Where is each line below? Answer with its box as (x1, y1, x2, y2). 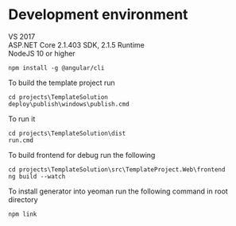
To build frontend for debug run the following (8, 150, 156, 159)
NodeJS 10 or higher (8, 48, 75, 58)
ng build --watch (8, 172, 66, 180)
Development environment (8, 6, 188, 24)
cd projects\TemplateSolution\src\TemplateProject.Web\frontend (8, 165, 226, 174)
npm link (8, 210, 37, 218)
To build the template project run (8, 78, 115, 87)
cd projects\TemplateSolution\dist (8, 129, 126, 137)
